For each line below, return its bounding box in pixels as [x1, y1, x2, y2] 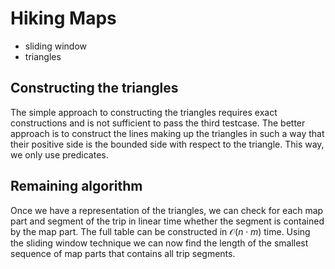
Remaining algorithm [10, 178, 143, 195]
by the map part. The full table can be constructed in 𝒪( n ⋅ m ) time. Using [10, 225, 311, 237]
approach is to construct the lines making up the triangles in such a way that [10, 127, 325, 139]
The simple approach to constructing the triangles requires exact [10, 106, 278, 118]
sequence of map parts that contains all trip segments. [10, 247, 236, 259]
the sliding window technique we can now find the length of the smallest [10, 237, 309, 249]
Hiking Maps [10, 7, 117, 30]
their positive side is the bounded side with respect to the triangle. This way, [10, 138, 325, 150]
